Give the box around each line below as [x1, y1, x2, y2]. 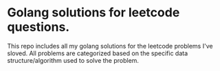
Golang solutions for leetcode [7, 5, 180, 20]
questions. [7, 19, 70, 35]
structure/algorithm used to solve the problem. [7, 56, 140, 64]
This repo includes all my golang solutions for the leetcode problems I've [7, 42, 213, 50]
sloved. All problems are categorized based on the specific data [7, 49, 188, 57]
